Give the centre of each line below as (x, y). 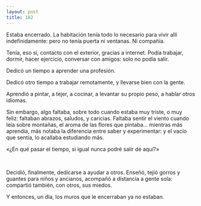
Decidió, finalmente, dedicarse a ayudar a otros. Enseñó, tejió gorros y (93, 172)
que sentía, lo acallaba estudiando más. (55, 137)
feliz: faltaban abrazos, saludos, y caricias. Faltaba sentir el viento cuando (98, 118)
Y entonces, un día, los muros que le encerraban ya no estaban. (85, 196)
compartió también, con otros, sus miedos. (59, 185)
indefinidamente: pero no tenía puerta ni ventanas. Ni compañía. (85, 41)
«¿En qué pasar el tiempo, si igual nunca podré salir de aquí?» (83, 149)
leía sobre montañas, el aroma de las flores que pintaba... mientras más (94, 124)
